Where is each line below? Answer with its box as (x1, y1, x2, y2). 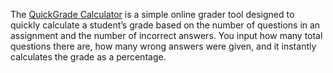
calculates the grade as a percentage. (10, 51, 167, 63)
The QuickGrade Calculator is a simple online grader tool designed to (10, 9, 295, 20)
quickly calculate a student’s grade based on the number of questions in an (10, 19, 321, 31)
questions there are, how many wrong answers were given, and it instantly (10, 40, 317, 52)
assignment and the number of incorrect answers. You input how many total (10, 30, 323, 41)
